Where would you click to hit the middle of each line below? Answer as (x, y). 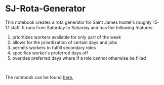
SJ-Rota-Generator (45, 9)
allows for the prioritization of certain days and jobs (65, 42)
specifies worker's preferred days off (50, 53)
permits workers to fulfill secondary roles (54, 47)
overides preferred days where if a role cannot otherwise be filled (79, 58)
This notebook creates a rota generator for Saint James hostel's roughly (78, 22)
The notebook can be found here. (39, 77)
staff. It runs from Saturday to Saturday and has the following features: (82, 27)
